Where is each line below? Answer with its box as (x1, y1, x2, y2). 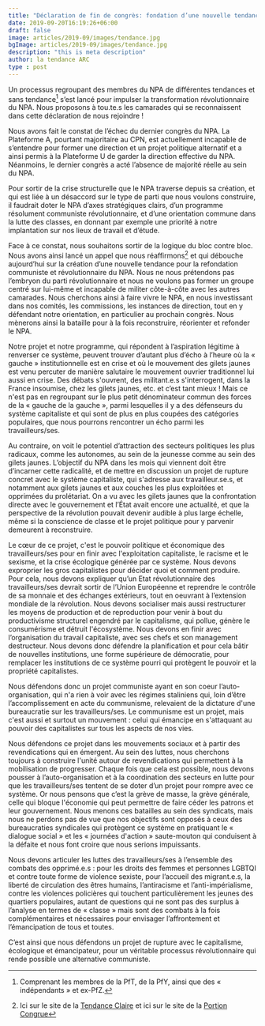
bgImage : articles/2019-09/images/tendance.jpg (8, 41, 168, 49)
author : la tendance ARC (8, 56, 90, 64)
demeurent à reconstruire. (8, 525, 93, 534)
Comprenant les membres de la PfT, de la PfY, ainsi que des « (19, 977, 222, 986)
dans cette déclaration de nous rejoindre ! (8, 111, 144, 121)
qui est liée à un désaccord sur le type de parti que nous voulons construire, (8, 192, 256, 202)
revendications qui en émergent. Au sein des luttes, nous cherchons (8, 748, 230, 757)
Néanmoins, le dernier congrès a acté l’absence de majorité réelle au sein (8, 160, 247, 170)
